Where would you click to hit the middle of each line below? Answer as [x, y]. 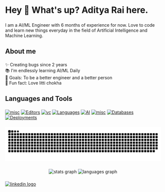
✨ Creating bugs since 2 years [36, 65]
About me [21, 51]
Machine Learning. [24, 36]
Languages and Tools [39, 98]
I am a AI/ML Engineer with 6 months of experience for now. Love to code [80, 25]
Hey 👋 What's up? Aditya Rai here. [77, 10]
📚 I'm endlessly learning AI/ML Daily [43, 71]
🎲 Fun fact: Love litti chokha [33, 83]
